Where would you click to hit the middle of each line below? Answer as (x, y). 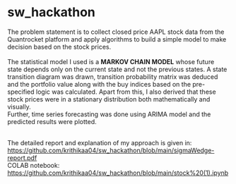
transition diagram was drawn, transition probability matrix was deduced (113, 76)
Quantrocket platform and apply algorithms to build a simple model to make (117, 39)
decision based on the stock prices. (59, 47)
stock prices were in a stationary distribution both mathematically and (109, 99)
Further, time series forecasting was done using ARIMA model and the (109, 114)
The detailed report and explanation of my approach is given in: (100, 142)
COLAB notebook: (34, 165)
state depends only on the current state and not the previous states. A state (117, 69)
